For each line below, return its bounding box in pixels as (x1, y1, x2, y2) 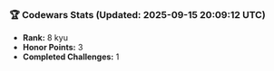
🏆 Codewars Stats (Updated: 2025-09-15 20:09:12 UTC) (9, 8, 266, 21)
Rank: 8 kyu (22, 32, 68, 43)
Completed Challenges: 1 (22, 51, 120, 62)
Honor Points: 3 (22, 42, 83, 53)
